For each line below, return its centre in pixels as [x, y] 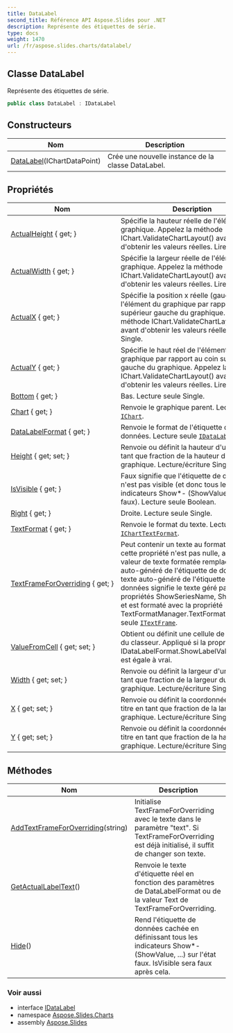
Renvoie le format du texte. [164, 525]
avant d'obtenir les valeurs [164, 330]
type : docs [23, 33]
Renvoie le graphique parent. [167, 408]
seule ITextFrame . [149, 623]
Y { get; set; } [32, 737]
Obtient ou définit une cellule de [173, 634]
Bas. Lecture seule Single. [163, 396]
